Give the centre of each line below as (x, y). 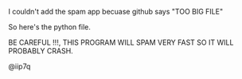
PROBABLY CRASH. (41, 51)
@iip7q (20, 66)
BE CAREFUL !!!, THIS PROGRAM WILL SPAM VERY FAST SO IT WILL (121, 42)
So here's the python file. (50, 27)
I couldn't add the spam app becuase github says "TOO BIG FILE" (116, 12)
